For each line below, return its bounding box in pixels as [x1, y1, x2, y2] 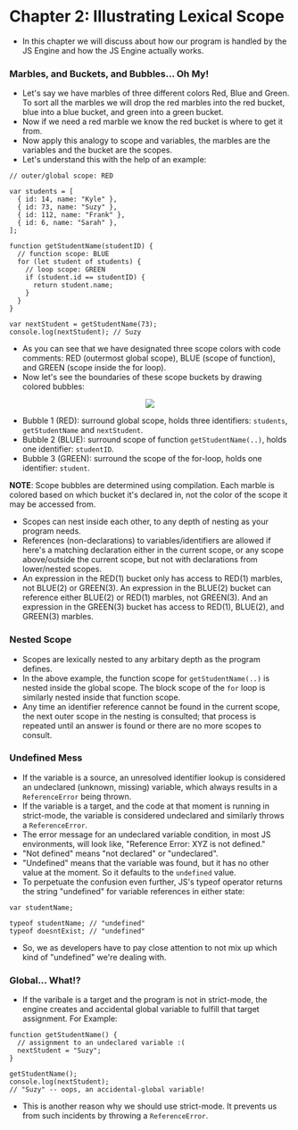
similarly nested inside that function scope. [21, 692, 181, 702]
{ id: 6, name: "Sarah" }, [17, 219, 118, 228]
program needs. [21, 526, 82, 536]
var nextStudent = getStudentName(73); [9, 320, 158, 329]
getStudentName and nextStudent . [21, 425, 144, 436]
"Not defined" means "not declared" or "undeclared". [21, 848, 219, 859]
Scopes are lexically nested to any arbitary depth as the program [21, 653, 261, 664]
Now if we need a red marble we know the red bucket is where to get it [21, 116, 284, 127]
